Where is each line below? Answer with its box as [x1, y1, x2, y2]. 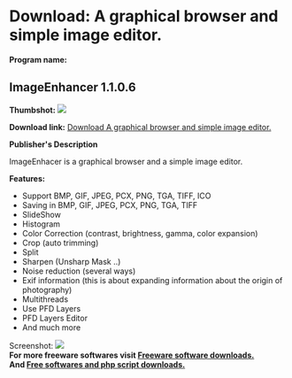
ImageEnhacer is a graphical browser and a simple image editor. [9, 156, 243, 166]
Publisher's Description [9, 139, 98, 150]
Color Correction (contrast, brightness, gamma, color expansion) [21, 228, 258, 238]
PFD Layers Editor [21, 312, 88, 323]
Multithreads [21, 294, 69, 305]
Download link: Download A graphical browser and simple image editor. [9, 121, 272, 132]
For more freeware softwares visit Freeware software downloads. [9, 350, 255, 360]
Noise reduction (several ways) [21, 266, 136, 276]
